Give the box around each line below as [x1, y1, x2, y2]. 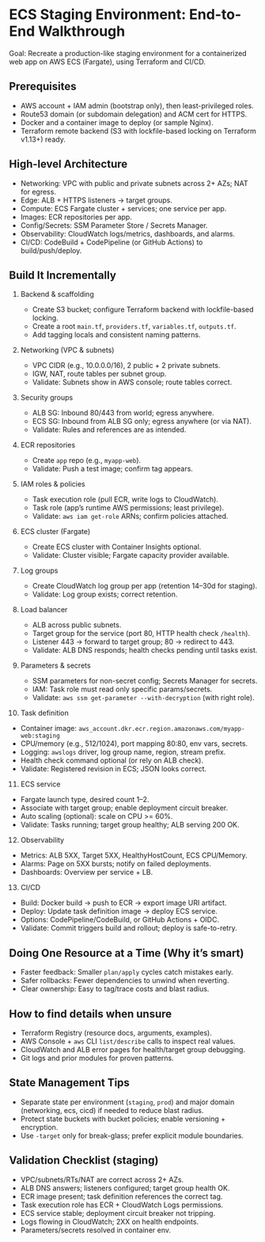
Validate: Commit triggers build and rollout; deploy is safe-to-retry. [20, 923, 237, 933]
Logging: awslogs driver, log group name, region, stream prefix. [20, 748, 226, 757]
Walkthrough [37, 22, 126, 40]
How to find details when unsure [9, 1007, 172, 1020]
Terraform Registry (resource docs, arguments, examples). [20, 1028, 212, 1037]
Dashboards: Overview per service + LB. [20, 868, 153, 877]
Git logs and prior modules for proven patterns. [20, 1054, 174, 1062]
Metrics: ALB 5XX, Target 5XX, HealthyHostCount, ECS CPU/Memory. [20, 850, 248, 860]
